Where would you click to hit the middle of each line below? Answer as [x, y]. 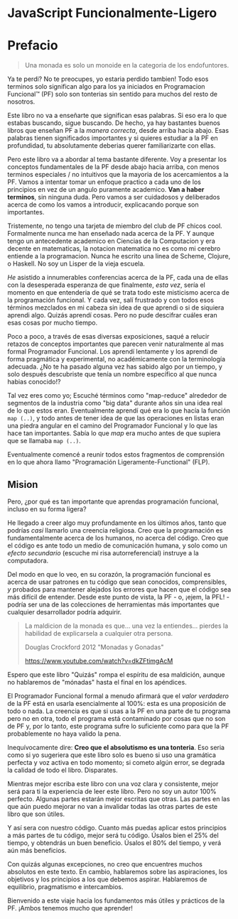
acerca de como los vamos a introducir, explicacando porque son [103, 205]
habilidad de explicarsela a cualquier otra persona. [99, 633]
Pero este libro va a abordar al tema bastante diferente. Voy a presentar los [117, 159]
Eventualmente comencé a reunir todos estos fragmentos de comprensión [116, 455]
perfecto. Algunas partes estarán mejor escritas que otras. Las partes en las [119, 799]
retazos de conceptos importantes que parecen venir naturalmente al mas [116, 344]
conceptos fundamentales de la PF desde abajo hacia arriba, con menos [113, 167]
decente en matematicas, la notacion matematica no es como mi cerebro [114, 249]
